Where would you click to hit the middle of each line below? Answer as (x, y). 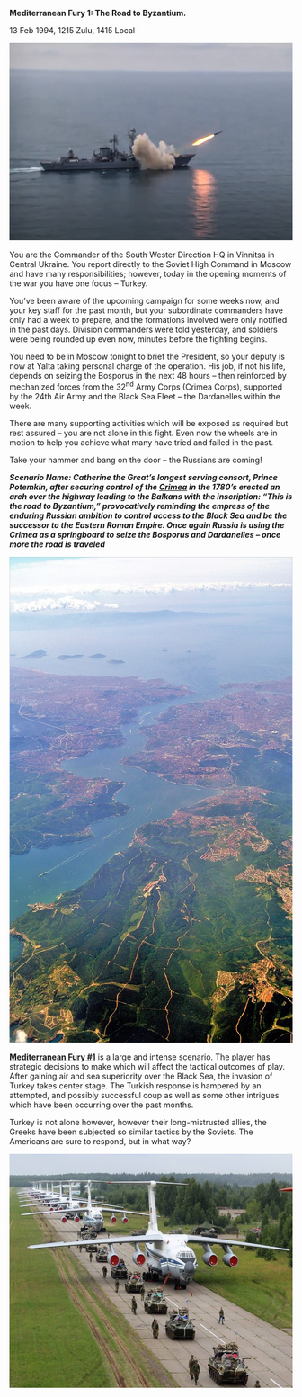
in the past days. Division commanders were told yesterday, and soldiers (144, 330)
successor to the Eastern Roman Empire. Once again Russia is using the (147, 525)
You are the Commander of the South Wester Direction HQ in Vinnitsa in (142, 255)
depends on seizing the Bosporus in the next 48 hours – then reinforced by (148, 376)
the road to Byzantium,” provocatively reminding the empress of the (139, 506)
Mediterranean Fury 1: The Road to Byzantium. (98, 13)
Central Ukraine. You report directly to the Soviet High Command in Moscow (151, 264)
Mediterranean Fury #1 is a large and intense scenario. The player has (140, 1057)
